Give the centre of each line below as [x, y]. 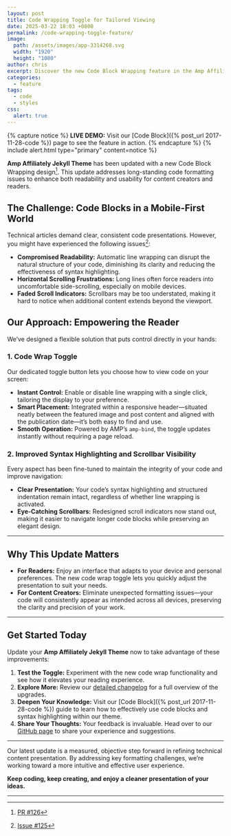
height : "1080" [35, 58]
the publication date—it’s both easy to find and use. [90, 421]
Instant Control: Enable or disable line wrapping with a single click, [112, 392]
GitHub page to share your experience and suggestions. [97, 731]
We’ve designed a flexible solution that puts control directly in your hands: [112, 339]
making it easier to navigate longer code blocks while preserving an [113, 519]
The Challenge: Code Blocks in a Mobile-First [106, 208]
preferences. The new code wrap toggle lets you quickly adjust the [112, 577]
